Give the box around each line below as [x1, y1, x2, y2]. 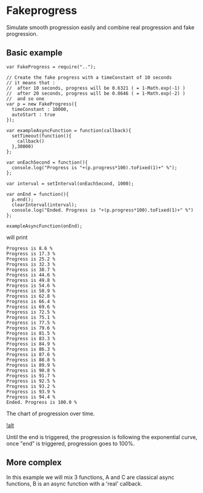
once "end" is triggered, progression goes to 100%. [6, 440, 135, 447]
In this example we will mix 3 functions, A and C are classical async [6, 474, 175, 481]
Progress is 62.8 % [6, 293, 56, 299]
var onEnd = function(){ [6, 191, 69, 197]
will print [6, 233, 28, 241]
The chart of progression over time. [6, 410, 95, 417]
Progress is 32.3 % [6, 261, 56, 267]
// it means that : [6, 79, 56, 86]
